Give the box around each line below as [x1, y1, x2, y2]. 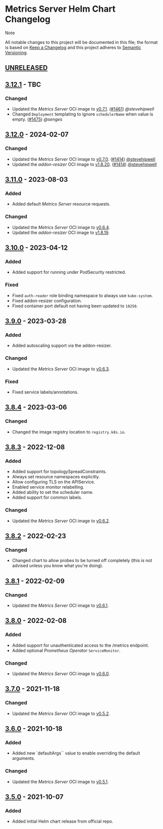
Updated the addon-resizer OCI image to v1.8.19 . [12, 229, 110, 235]
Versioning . [5, 50, 28, 56]
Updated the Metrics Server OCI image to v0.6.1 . [12, 603, 109, 608]
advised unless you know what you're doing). [12, 563, 104, 568]
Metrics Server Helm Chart [5, 3, 116, 15]
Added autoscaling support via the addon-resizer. [12, 342, 112, 349]
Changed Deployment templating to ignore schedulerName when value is [12, 111, 153, 117]
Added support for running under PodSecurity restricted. [12, 269, 127, 275]
